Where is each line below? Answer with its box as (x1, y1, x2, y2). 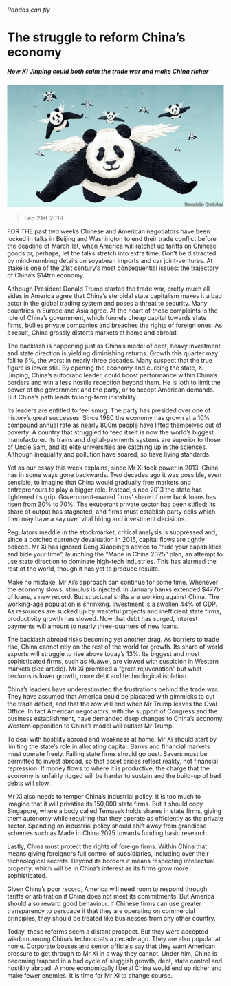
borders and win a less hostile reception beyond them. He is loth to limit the (7, 379, 221, 387)
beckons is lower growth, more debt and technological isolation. (7, 672, 188, 680)
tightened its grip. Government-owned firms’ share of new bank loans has (7, 493, 217, 501)
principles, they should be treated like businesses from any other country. (7, 914, 216, 923)
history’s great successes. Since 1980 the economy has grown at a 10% (7, 414, 210, 422)
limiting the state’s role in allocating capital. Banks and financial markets (7, 742, 210, 751)
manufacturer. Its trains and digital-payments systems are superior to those (7, 436, 221, 444)
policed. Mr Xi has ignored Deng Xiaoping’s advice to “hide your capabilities (7, 543, 222, 551)
